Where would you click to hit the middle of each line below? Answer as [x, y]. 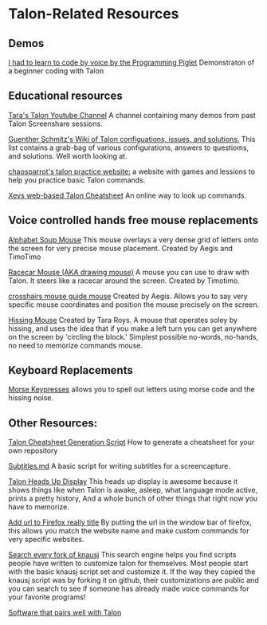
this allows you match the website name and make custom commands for [129, 531]
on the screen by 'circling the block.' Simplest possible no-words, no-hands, [133, 336]
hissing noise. [31, 398]
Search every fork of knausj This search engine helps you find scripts [122, 555]
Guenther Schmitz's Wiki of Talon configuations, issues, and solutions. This [132, 139]
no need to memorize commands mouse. [76, 345]
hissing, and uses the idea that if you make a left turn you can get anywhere [133, 328]
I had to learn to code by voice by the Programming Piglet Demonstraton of [132, 62]
